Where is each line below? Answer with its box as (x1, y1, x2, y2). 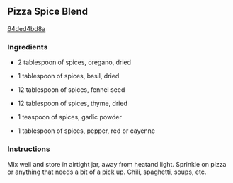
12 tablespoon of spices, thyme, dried (17, 99, 127, 108)
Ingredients (7, 42, 48, 52)
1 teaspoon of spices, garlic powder (17, 113, 122, 122)
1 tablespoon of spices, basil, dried (17, 72, 120, 81)
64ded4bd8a (7, 24, 46, 33)
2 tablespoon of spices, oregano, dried (17, 58, 132, 66)
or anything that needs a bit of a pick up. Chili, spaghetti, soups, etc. (7, 167, 207, 176)
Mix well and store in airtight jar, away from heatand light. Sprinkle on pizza (7, 160, 227, 169)
